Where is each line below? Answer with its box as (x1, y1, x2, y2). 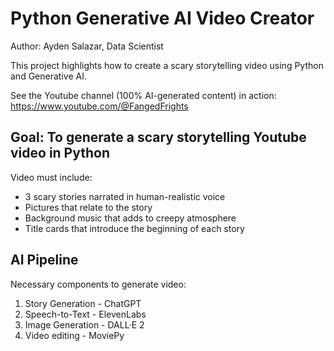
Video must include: (10, 171, 93, 183)
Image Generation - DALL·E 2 (24, 318, 145, 331)
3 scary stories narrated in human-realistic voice (24, 190, 226, 202)
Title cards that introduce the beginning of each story (24, 222, 245, 234)
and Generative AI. (10, 70, 87, 82)
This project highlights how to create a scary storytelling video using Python (10, 59, 324, 71)
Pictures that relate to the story (24, 201, 153, 213)
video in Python (10, 145, 110, 162)
